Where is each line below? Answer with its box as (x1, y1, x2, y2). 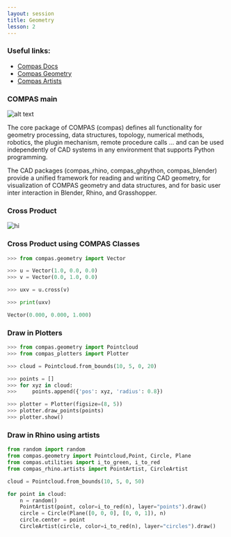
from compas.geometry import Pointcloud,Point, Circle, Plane (7, 453, 191, 460)
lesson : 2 (7, 23, 36, 30)
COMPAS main (7, 94, 58, 104)
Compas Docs (17, 62, 58, 70)
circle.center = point (19, 516, 86, 524)
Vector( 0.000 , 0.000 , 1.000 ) (7, 311, 92, 319)
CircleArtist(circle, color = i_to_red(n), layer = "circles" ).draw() (19, 523, 216, 530)
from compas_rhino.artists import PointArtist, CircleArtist (7, 465, 189, 472)
